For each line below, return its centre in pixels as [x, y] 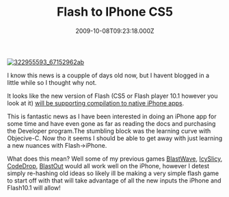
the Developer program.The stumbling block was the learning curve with [109, 131]
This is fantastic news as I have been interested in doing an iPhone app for [112, 116]
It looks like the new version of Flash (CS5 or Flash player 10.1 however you [112, 96]
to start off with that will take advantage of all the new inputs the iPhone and [114, 180]
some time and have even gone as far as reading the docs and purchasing [111, 123]
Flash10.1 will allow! [34, 187]
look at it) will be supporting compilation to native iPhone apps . [96, 103]
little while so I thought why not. [52, 82]
